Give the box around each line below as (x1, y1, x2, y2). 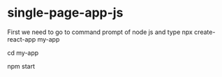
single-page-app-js (7, 5, 124, 21)
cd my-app (7, 49, 39, 57)
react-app (7, 35, 36, 43)
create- (194, 28, 216, 36)
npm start (7, 62, 36, 70)
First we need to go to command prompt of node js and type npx (7, 28, 193, 36)
